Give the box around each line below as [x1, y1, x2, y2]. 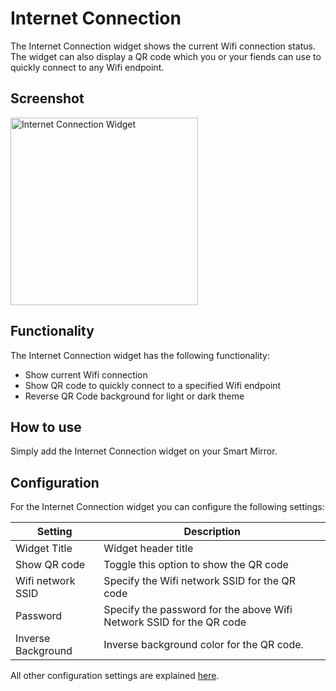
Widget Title [15, 542, 73, 556]
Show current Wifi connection [24, 368, 148, 381]
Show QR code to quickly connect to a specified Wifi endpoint [24, 379, 282, 391]
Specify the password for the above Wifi [103, 603, 293, 617]
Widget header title [103, 542, 194, 556]
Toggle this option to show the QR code [103, 558, 289, 572]
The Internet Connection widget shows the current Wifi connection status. [10, 40, 316, 52]
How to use [10, 418, 82, 436]
